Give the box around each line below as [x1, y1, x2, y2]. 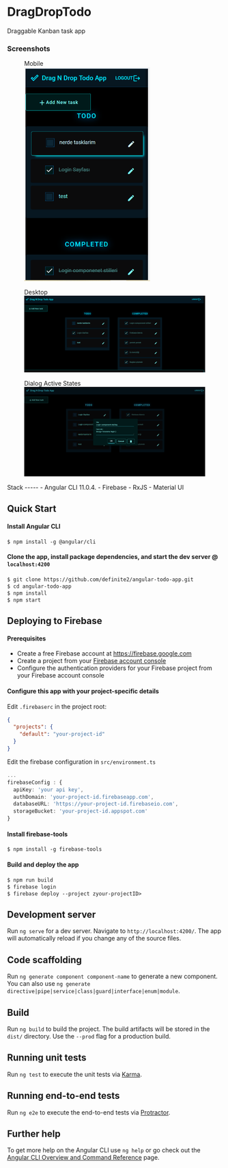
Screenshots [7, 44, 51, 53]
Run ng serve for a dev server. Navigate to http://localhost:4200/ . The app [7, 927, 222, 935]
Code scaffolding [7, 954, 82, 966]
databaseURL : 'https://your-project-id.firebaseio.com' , [13, 801, 179, 808]
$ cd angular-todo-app [7, 583, 72, 590]
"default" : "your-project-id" [19, 731, 106, 738]
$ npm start [7, 597, 41, 604]
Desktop [24, 288, 48, 297]
